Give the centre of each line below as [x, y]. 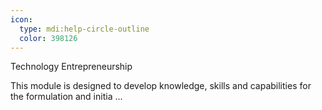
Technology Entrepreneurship [71, 67]
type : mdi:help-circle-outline [84, 29]
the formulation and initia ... [66, 97]
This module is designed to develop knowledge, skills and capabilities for [161, 86]
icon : [21, 19]
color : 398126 [48, 38]
